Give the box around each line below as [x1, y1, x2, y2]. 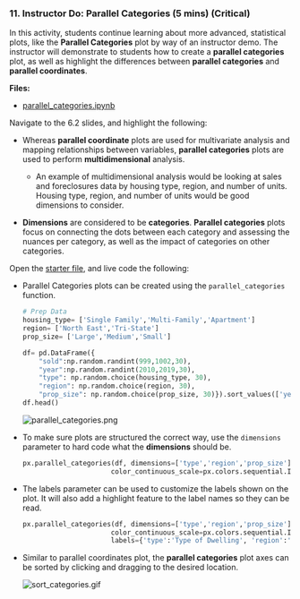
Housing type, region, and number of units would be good [35, 191, 250, 201]
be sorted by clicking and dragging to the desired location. [21, 562, 239, 573]
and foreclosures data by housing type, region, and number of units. [35, 181, 288, 192]
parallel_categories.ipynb [21, 100, 116, 111]
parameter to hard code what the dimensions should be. [21, 441, 232, 452]
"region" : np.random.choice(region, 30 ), [39, 381, 195, 391]
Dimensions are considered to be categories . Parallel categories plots [21, 218, 286, 228]
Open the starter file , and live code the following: [9, 263, 190, 274]
